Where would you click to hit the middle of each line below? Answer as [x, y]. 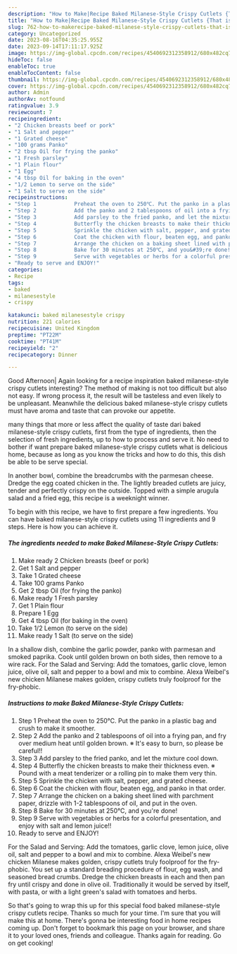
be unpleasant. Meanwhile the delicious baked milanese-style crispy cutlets [118, 404]
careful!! [30, 751]
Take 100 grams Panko [51, 584]
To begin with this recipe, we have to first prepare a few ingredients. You [113, 512]
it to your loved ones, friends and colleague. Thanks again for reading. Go [115, 936]
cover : [18, 86]
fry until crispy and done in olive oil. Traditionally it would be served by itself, [119, 884]
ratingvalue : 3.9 [33, 106]
